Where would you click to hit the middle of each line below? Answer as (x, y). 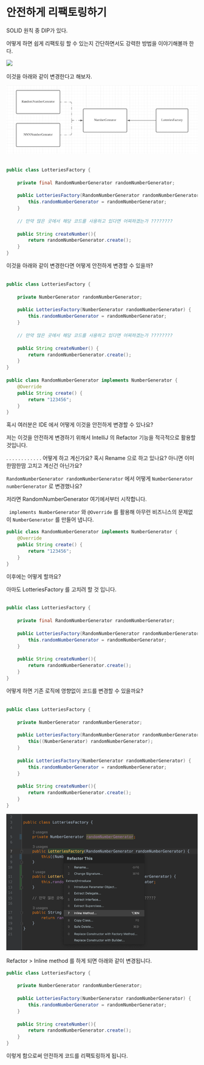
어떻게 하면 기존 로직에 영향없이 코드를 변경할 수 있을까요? (75, 691)
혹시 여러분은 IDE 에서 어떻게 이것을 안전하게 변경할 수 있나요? (80, 425)
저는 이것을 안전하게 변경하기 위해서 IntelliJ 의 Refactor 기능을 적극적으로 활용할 (101, 437)
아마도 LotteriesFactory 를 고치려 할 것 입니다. (62, 589)
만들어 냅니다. (77, 519)
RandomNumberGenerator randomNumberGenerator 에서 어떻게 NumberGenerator (100, 479)
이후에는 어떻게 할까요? (34, 576)
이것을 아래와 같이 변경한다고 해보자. (49, 76)
